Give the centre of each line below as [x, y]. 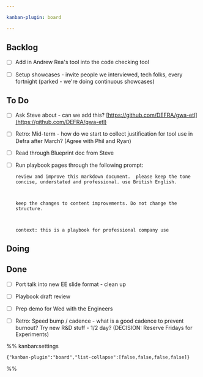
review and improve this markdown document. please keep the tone [103, 177]
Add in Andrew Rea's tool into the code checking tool [82, 62]
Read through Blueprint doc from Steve [65, 153]
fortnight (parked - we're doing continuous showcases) [85, 81]
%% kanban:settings [33, 346]
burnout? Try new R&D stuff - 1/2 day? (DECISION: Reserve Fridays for [104, 328]
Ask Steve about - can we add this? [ [61, 115]
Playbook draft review [43, 296]
